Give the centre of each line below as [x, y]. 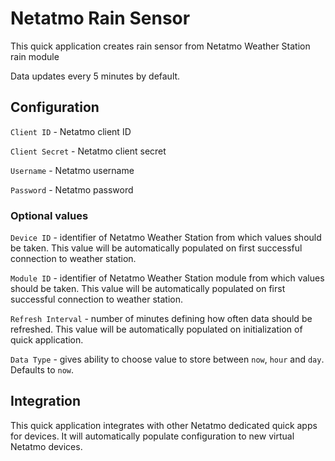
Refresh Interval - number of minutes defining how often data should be [161, 319]
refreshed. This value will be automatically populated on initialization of [156, 329]
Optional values [49, 215]
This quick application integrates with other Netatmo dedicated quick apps [164, 425]
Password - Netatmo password [72, 189]
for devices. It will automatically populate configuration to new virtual [152, 436]
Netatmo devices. [46, 446]
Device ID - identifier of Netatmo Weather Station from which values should [166, 238]
